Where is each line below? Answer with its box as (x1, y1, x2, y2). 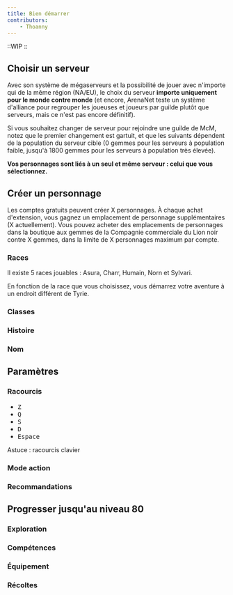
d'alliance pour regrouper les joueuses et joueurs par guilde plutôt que (7, 103, 209, 111)
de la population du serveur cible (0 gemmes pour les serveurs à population (7, 139, 225, 147)
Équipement (7, 562, 49, 571)
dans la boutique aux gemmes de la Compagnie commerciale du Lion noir (7, 228, 218, 236)
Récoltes (7, 580, 38, 589)
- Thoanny (19, 23, 49, 30)
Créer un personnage (7, 187, 102, 199)
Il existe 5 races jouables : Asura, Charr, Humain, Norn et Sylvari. (7, 269, 193, 277)
